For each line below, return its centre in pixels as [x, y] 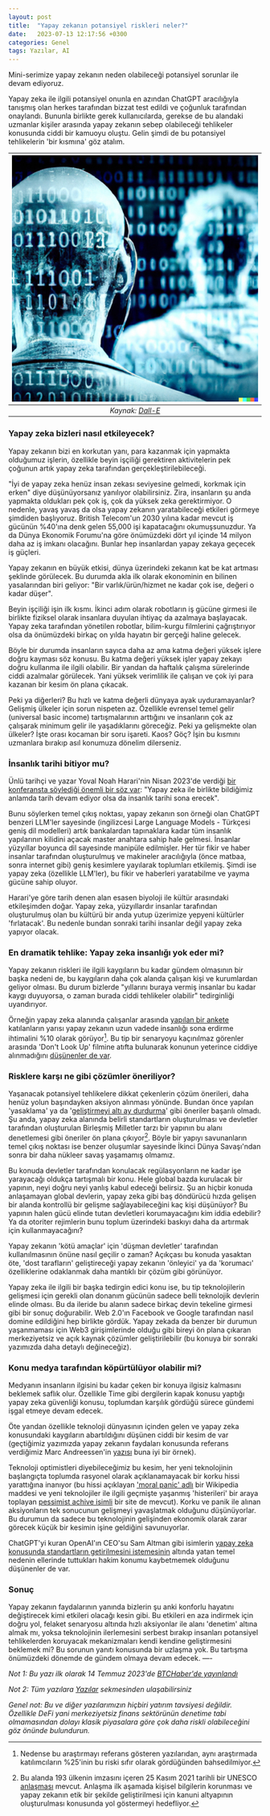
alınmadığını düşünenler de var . [60, 1055]
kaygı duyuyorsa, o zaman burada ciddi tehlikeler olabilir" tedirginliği [121, 996]
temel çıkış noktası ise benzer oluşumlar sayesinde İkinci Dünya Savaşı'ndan [135, 1146]
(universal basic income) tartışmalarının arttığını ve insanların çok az [121, 717]
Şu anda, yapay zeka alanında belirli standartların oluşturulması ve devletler [133, 1120]
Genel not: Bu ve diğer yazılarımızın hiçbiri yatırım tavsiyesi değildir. [121, 1705]
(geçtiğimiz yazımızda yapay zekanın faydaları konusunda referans [119, 1444]
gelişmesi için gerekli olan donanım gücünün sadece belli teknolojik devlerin [134, 1296]
